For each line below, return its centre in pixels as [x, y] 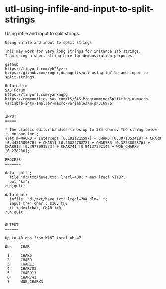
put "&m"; [20, 181]
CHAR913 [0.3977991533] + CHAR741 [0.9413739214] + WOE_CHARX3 [72, 147]
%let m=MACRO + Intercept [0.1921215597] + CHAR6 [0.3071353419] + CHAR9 [83, 138]
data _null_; [19, 173]
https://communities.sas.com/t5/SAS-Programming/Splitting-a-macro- [78, 99]
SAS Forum [15, 90]
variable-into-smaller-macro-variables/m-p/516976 [59, 103]
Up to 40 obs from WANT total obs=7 [43, 238]
